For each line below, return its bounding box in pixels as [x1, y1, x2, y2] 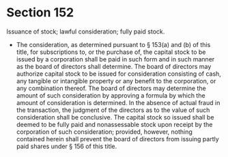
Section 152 [6, 5, 74, 20]
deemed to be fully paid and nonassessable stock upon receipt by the [16, 120, 213, 128]
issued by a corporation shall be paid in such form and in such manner [16, 55, 215, 63]
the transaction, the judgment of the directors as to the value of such [16, 106, 210, 114]
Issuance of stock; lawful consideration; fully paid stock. [6, 27, 165, 35]
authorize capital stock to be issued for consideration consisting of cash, [16, 70, 221, 78]
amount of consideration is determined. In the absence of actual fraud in [16, 98, 220, 106]
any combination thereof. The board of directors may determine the [16, 84, 206, 92]
